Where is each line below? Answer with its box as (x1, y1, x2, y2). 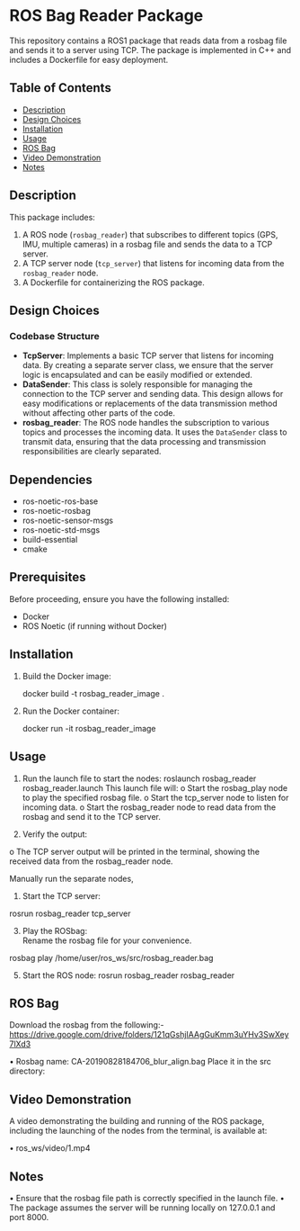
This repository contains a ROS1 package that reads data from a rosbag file (9, 35, 287, 46)
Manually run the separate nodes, (9, 873, 134, 884)
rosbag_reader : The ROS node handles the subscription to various (22, 418, 269, 428)
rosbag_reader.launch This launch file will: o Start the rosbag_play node (22, 782, 288, 793)
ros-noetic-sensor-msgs (22, 515, 114, 526)
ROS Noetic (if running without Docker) (22, 620, 168, 631)
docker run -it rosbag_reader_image (22, 723, 156, 733)
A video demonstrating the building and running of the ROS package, (9, 1116, 265, 1127)
